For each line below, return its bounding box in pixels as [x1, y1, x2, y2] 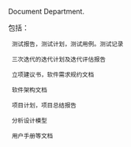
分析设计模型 [11, 117, 47, 125]
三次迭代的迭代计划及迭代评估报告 [11, 55, 107, 63]
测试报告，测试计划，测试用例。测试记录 [11, 40, 124, 48]
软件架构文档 [11, 86, 47, 94]
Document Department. [8, 7, 85, 16]
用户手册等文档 [11, 132, 54, 140]
